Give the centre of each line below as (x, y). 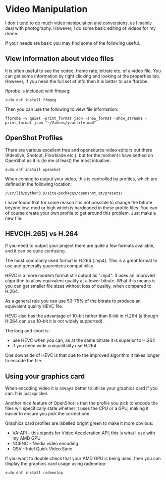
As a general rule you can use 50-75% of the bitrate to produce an (73, 301)
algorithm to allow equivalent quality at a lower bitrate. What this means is (80, 281)
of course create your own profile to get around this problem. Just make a (81, 213)
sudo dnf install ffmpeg (31, 100)
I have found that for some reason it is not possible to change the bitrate (79, 202)
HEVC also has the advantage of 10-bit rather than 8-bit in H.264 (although (82, 316)
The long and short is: (28, 331)
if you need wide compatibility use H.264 (54, 346)
